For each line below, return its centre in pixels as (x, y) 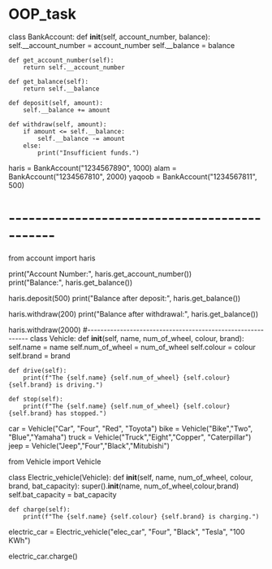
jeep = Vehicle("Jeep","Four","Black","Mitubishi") (89, 445)
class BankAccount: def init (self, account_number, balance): (110, 37)
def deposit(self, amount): (56, 103)
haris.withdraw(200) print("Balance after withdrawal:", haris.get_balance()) (134, 313)
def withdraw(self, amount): (58, 124)
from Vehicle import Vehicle (55, 462)
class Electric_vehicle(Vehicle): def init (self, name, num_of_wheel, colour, (131, 477)
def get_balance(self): (49, 81)
